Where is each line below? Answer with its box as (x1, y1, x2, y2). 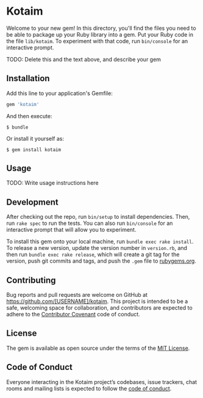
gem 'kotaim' (6, 101, 40, 107)
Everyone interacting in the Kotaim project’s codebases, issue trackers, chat (6, 378, 197, 385)
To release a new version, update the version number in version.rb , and (6, 244, 188, 252)
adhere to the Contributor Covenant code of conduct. (6, 311, 140, 318)
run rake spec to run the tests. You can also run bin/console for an (6, 219, 173, 227)
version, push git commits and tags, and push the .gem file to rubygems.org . (6, 257, 197, 265)
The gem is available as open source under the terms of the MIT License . (6, 344, 190, 352)
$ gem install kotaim (6, 146, 62, 153)
